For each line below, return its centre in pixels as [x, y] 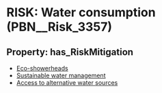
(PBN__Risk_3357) [59, 27]
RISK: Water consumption [81, 13]
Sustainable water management [61, 75]
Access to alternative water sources [67, 82]
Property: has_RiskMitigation [70, 52]
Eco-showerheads [42, 68]
